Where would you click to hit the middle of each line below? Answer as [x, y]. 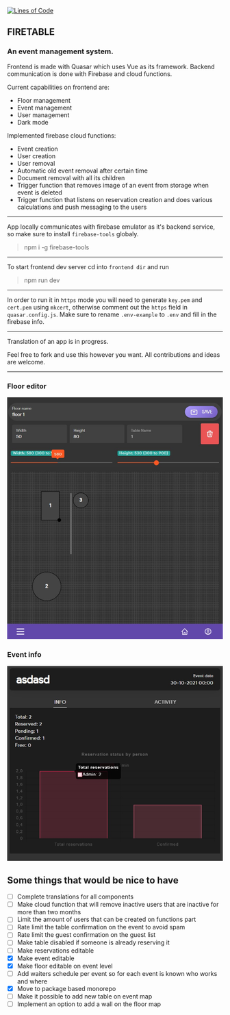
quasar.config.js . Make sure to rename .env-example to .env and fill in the [112, 314]
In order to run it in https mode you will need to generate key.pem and [105, 300]
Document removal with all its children [71, 177]
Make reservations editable [55, 950]
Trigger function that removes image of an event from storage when [113, 185]
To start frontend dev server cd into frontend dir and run [88, 266]
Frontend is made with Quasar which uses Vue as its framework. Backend [111, 66]
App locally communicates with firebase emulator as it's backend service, [111, 227]
